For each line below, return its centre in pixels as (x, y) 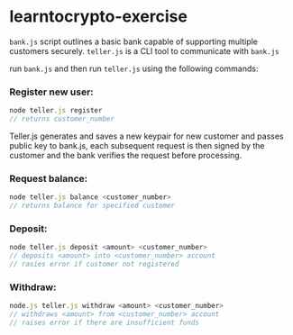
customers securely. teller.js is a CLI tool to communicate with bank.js (144, 50)
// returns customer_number (62, 119)
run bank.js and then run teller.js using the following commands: (134, 68)
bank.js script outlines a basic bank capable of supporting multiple (134, 41)
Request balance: (49, 178)
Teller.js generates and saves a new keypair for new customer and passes (146, 136)
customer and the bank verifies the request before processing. (126, 155)
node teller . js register (56, 111)
